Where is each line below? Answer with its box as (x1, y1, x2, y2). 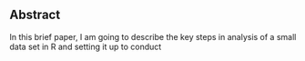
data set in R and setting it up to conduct (9, 41, 162, 52)
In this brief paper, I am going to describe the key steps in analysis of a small (9, 31, 297, 42)
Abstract (9, 7, 61, 23)
